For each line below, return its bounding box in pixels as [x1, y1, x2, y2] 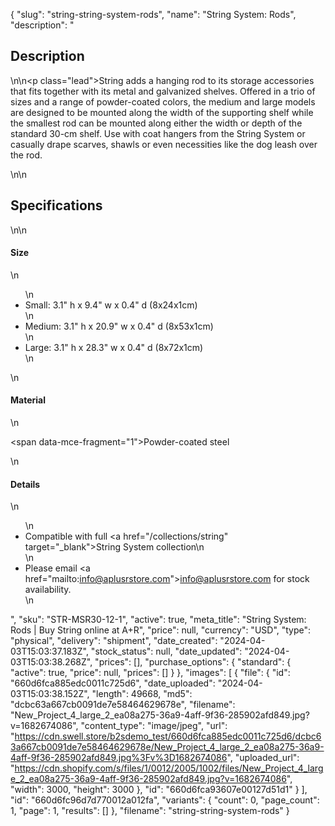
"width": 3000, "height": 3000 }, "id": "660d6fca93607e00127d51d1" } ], [10, 784, 308, 796]
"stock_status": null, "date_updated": [90, 645, 243, 658]
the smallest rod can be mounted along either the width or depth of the [10, 117, 303, 129]
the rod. [10, 149, 43, 161]
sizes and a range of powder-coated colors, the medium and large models [10, 95, 316, 108]
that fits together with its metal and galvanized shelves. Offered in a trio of [10, 85, 316, 97]
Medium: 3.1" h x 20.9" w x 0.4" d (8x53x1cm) [24, 320, 214, 332]
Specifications [10, 197, 103, 214]
